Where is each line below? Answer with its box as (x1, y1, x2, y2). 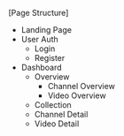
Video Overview (47, 90, 107, 101)
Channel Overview (47, 81, 116, 91)
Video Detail (34, 118, 80, 129)
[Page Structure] (8, 8, 69, 18)
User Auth (20, 34, 58, 44)
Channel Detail (34, 110, 89, 119)
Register (34, 53, 66, 63)
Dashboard (20, 62, 63, 72)
